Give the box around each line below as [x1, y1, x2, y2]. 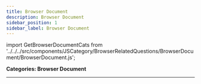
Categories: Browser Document [6, 66, 87, 73]
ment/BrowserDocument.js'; [6, 54, 76, 61]
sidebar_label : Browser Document [6, 25, 90, 31]
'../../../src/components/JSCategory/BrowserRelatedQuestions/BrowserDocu [6, 48, 194, 55]
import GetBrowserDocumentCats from [6, 41, 103, 49]
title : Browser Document [6, 8, 68, 15]
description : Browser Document [6, 14, 84, 20]
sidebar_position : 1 [6, 20, 58, 25]
